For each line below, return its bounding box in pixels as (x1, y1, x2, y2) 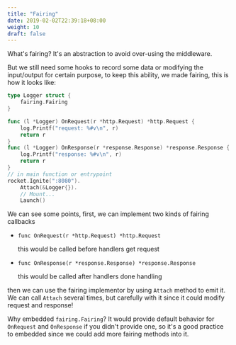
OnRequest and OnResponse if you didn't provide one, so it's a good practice (7, 322, 224, 331)
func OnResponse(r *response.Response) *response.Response (17, 260, 196, 267)
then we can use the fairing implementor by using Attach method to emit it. (7, 286, 225, 295)
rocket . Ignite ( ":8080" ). (7, 177, 81, 184)
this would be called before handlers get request (17, 245, 159, 254)
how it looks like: (7, 79, 57, 87)
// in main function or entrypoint (7, 171, 113, 178)
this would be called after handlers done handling (17, 272, 162, 281)
